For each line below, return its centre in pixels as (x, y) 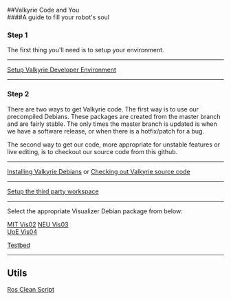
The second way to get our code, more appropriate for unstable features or (113, 144)
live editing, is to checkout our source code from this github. (92, 151)
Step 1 (18, 35)
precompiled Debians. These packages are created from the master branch (114, 116)
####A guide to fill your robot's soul (58, 17)
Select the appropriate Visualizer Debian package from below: (95, 211)
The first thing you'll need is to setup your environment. (86, 50)
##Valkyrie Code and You (43, 10)
